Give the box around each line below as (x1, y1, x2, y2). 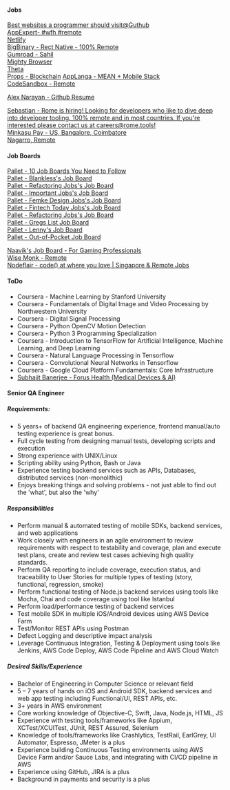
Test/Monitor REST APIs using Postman (17, 624, 129, 632)
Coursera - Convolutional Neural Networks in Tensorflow (17, 358, 179, 366)
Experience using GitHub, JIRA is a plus (17, 768, 129, 776)
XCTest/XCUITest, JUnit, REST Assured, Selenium (17, 724, 159, 732)
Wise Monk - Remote (7, 254, 67, 262)
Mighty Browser (7, 57, 53, 66)
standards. (17, 558, 48, 567)
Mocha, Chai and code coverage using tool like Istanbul (17, 595, 175, 603)
